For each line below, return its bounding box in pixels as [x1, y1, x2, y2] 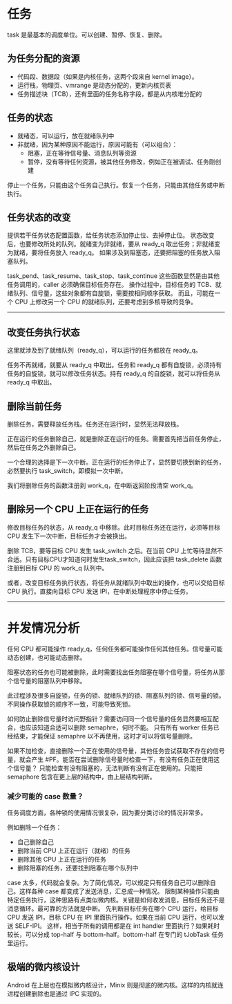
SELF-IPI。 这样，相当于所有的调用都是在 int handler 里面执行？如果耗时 [14, 922, 220, 930]
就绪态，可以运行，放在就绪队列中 [17, 131, 115, 140]
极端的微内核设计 [7, 961, 80, 973]
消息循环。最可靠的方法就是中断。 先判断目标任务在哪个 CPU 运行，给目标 [7, 904, 219, 913]
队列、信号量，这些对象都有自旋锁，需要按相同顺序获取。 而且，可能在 [12, 289, 215, 297]
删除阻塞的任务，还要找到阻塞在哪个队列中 [17, 864, 139, 872]
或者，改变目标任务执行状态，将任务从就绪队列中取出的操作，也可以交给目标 [7, 578, 225, 586]
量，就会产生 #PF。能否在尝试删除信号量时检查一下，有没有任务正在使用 [7, 755, 214, 763]
